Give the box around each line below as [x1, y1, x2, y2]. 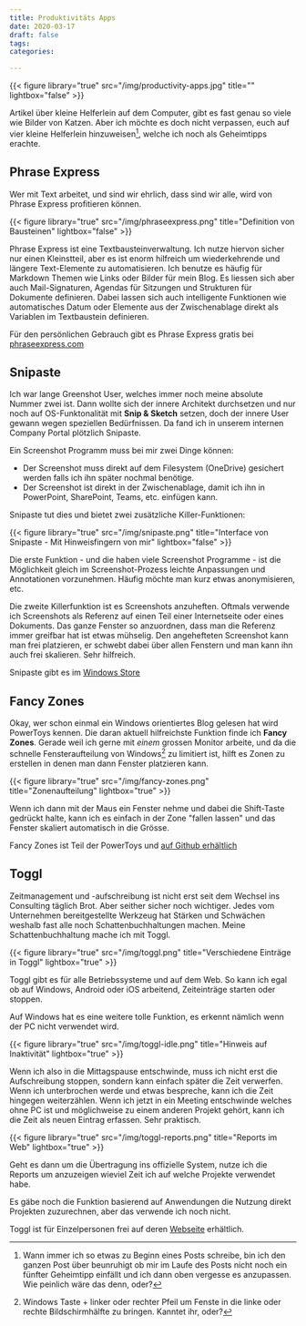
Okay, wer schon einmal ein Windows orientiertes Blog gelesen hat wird [9, 718, 279, 729]
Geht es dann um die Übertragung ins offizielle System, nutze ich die [9, 1158, 268, 1170]
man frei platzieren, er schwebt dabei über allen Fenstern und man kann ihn [9, 639, 293, 651]
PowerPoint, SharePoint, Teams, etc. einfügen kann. [22, 492, 219, 503]
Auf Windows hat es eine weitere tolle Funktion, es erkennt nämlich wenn [9, 1011, 284, 1022]
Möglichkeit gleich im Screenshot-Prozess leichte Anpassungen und [9, 564, 266, 575]
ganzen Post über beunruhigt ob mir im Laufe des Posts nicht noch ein [22, 1259, 288, 1270]
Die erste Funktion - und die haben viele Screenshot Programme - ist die [9, 555, 281, 566]
